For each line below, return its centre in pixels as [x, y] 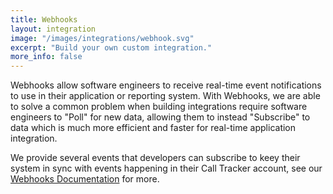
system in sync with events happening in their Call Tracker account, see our [166, 168]
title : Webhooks [44, 19]
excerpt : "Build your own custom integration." [111, 47]
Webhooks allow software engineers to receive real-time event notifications [166, 85]
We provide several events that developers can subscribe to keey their [155, 158]
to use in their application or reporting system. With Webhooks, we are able [165, 96]
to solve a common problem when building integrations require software [159, 107]
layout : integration [53, 29]
